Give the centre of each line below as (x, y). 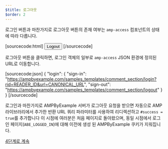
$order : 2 (15, 15)
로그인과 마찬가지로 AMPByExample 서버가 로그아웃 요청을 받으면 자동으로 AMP (84, 105)
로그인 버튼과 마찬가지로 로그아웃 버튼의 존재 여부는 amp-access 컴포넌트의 (78, 29)
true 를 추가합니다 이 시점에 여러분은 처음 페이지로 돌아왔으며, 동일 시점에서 (78, 118)
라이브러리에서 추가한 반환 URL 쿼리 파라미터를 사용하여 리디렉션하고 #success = (84, 111)
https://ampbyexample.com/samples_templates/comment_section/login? (82, 79)
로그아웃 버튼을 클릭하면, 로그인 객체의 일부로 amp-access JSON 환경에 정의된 (81, 57)
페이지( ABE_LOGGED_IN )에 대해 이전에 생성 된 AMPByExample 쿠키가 (77, 124)
